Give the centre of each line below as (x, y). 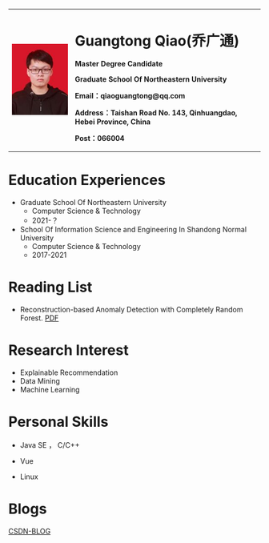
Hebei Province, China (112, 122)
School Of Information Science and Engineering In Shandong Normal (133, 230)
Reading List (50, 287)
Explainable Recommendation (69, 372)
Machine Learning (50, 390)
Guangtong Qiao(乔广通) (157, 40)
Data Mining (40, 381)
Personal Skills (58, 422)
